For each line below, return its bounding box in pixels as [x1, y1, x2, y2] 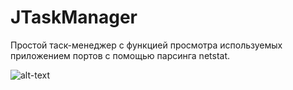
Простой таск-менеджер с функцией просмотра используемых [10, 39, 283, 51]
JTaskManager [10, 6, 138, 29]
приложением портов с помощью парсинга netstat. [10, 49, 231, 61]
